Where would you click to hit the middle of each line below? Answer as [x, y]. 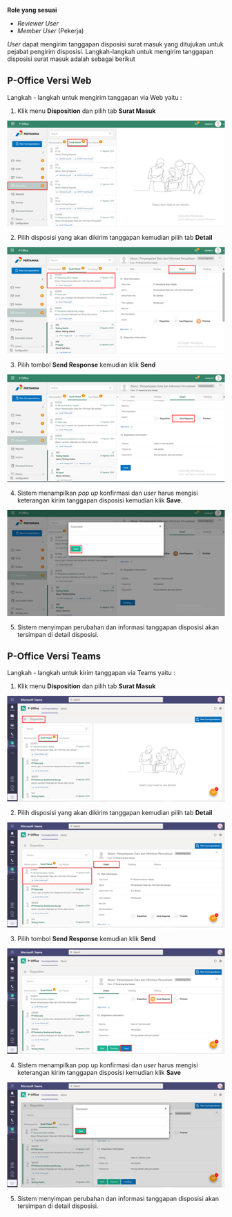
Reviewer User [38, 23]
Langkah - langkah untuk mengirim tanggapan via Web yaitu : [95, 97]
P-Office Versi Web [49, 81]
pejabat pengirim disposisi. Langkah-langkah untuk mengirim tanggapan [110, 52]
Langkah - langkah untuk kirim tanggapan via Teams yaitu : [91, 673]
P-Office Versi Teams [54, 656]
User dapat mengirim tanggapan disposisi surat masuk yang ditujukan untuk [116, 44]
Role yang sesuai [32, 10]
